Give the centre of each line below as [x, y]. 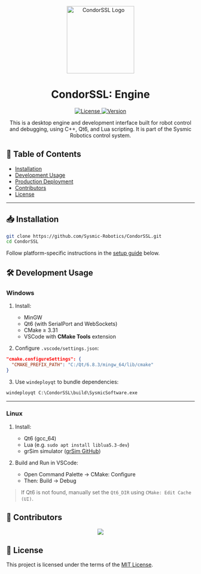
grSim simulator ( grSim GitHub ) [62, 451]
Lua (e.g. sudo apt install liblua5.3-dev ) [77, 445]
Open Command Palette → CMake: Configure [80, 474]
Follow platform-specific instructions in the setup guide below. [83, 253]
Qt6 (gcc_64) [40, 438]
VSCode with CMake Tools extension [70, 336]
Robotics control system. [100, 135]
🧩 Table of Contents [44, 154]
